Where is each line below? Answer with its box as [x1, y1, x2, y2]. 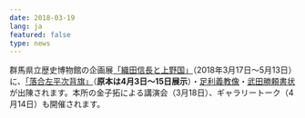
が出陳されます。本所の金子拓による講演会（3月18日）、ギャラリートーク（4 [9, 87, 294, 98]
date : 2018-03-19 [9, 13, 76, 23]
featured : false [9, 30, 71, 39]
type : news [9, 38, 51, 48]
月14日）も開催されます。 [9, 99, 106, 110]
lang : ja [9, 22, 43, 31]
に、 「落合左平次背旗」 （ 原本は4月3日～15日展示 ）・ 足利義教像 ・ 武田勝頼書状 [9, 76, 296, 87]
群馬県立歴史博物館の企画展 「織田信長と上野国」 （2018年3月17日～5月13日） [9, 64, 297, 75]
